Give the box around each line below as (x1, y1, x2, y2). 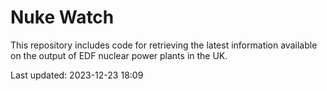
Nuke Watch (10, 6, 115, 29)
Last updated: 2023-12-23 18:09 (10, 69, 144, 81)
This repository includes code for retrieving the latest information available (10, 39, 318, 51)
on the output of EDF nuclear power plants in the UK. (10, 49, 228, 61)
